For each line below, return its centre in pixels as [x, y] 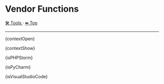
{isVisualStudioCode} [26, 76]
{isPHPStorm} [19, 58]
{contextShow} [20, 48]
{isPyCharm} [18, 67]
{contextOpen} [20, 39]
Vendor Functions [42, 9]
